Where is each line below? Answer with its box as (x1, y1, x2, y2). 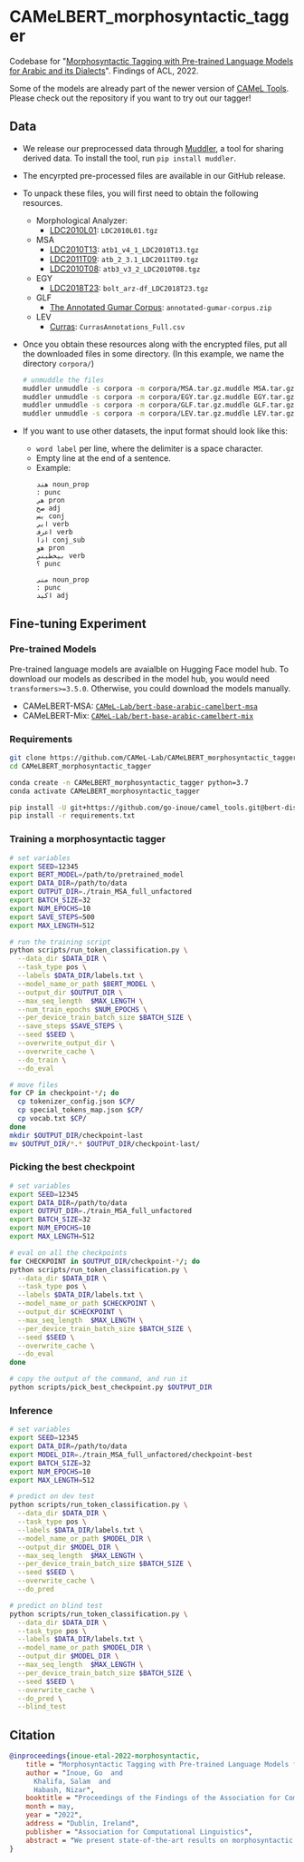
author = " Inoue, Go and (25, 1768, 124, 1778)
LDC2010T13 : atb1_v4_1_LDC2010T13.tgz (49, 243, 199, 255)
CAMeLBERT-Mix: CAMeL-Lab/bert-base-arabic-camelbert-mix (22, 710, 254, 720)
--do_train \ (17, 1055, 67, 1064)
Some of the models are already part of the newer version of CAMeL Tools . (9, 83, 290, 93)
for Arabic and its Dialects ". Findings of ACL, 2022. (9, 65, 199, 76)
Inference (9, 1404, 53, 1416)
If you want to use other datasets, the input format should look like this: (22, 426, 288, 436)
